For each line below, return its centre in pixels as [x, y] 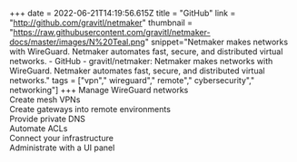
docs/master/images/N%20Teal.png [77, 42]
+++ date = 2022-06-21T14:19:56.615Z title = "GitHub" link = [123, 13]
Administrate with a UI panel [62, 148]
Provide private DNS [48, 119]
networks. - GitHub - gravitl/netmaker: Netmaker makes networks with [141, 61]
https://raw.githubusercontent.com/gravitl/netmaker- [112, 32]
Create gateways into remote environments [90, 109]
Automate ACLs [39, 129]
